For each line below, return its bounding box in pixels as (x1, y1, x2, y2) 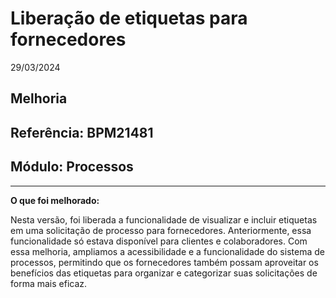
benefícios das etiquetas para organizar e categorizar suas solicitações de (10, 267, 318, 279)
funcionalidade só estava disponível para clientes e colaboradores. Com (10, 235, 308, 247)
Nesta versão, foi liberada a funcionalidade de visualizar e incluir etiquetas (10, 213, 318, 226)
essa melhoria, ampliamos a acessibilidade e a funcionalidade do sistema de (10, 245, 325, 257)
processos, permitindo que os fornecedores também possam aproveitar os (10, 256, 319, 268)
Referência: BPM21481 (10, 124, 154, 141)
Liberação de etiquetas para (10, 7, 248, 30)
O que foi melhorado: (10, 194, 100, 206)
